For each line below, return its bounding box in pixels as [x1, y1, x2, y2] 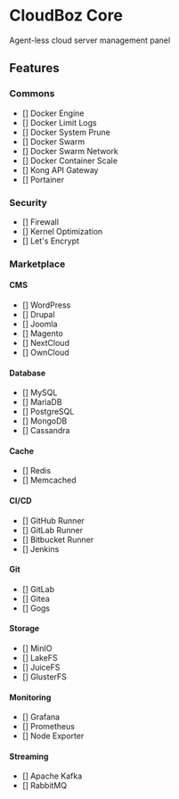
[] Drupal [21, 309, 55, 320]
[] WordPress [21, 300, 71, 310]
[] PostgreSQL [21, 407, 75, 417]
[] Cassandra [21, 425, 70, 436]
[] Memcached [21, 474, 77, 486]
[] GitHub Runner [21, 515, 85, 526]
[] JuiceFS [21, 662, 61, 673]
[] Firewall [21, 216, 60, 227]
